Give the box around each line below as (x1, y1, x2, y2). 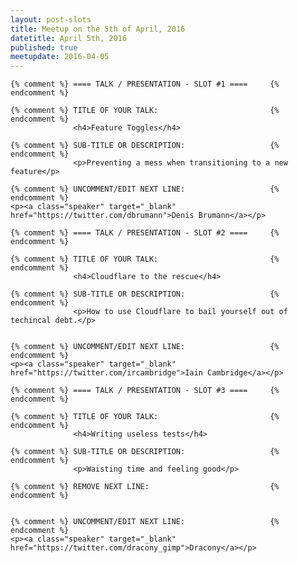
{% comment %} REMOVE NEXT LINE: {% (10, 482, 280, 492)
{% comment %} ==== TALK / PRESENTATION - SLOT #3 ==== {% (10, 386, 280, 396)
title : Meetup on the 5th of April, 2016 (10, 24, 186, 34)
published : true (10, 42, 78, 53)
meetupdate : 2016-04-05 (10, 52, 110, 62)
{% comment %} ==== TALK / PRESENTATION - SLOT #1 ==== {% (10, 79, 280, 90)
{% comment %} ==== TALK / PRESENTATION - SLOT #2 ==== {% (10, 228, 280, 238)
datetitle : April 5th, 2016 (10, 33, 128, 43)
